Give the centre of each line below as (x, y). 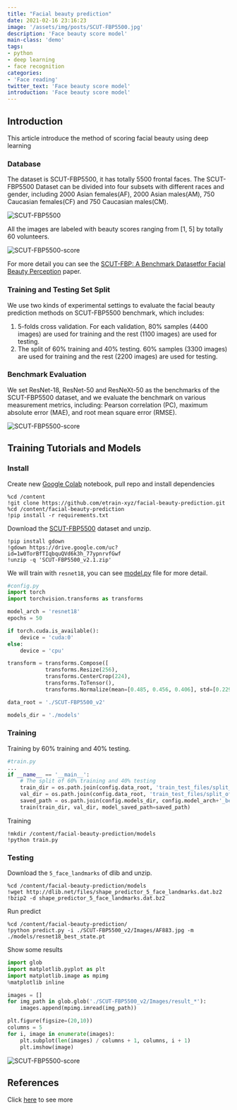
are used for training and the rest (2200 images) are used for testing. (117, 356)
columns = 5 (25, 1027)
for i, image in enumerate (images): (61, 1034)
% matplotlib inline (36, 982)
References (33, 1083)
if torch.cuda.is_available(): (53, 631)
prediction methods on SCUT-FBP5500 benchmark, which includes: (106, 313)
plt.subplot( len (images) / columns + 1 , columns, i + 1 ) (105, 1040)
